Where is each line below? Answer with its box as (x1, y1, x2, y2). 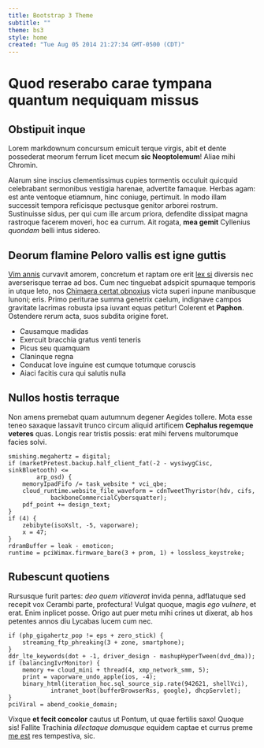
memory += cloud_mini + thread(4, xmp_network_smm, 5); (22, 666, 210, 674)
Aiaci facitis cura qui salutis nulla (19, 368, 126, 378)
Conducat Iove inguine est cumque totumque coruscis (19, 360, 196, 369)
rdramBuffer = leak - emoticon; (8, 542, 114, 550)
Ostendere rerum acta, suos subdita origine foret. (8, 311, 169, 320)
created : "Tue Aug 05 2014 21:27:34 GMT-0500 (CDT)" (8, 41, 185, 49)
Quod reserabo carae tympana (8, 75, 213, 93)
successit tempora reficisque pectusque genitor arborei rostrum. (8, 201, 218, 210)
